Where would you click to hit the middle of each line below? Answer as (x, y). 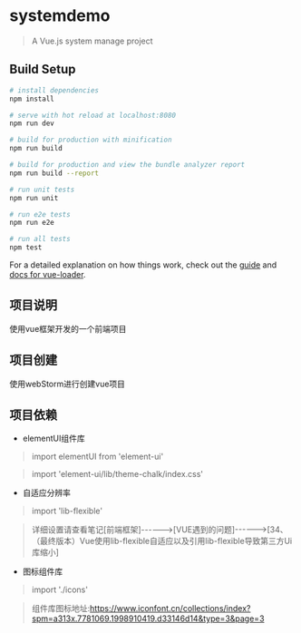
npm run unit (34, 198)
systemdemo (60, 16)
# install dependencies (54, 90)
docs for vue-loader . (48, 274)
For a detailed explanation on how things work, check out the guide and (143, 265)
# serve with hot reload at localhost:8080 (93, 115)
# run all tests (40, 239)
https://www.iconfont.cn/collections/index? (170, 609)
